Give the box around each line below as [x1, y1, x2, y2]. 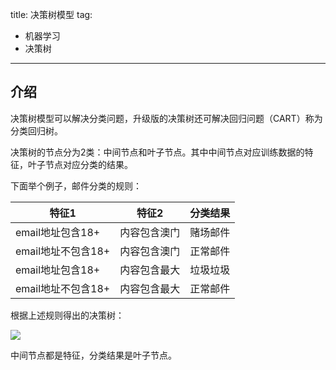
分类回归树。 [10, 124, 63, 137]
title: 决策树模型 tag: [10, 9, 93, 20]
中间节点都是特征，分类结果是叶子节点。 [10, 349, 177, 361]
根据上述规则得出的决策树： [10, 309, 125, 321]
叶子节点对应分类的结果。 [27, 158, 133, 170]
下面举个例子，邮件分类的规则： [10, 179, 142, 192]
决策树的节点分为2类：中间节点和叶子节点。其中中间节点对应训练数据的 [10, 146, 305, 158]
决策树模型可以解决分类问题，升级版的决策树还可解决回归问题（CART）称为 [10, 112, 323, 124]
